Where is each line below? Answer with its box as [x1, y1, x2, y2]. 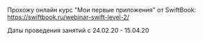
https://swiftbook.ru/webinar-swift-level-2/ [7, 13, 130, 21]
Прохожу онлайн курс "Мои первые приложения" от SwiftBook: [7, 6, 197, 14]
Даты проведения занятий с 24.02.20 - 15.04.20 [7, 27, 149, 34]
